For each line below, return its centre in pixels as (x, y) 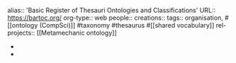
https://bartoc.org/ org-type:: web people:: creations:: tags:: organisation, (115, 18)
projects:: (21, 33)
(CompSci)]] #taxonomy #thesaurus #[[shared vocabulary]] (127, 25)
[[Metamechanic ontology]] (77, 33)
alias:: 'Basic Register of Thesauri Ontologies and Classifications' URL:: (112, 10)
